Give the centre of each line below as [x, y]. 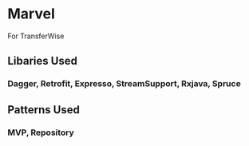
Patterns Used [44, 110]
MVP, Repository [41, 132]
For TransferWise [36, 36]
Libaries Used [42, 61]
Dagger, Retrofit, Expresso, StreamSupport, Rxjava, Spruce [124, 84]
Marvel [31, 14]
